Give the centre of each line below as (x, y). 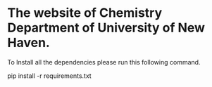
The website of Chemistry (85, 13)
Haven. (29, 43)
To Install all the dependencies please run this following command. (104, 62)
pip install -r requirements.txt (49, 76)
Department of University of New (106, 28)
